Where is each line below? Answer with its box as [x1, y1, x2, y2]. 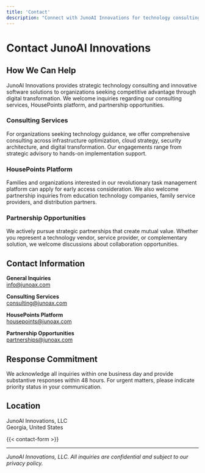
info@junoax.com [6, 281, 51, 288]
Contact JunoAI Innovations [6, 41, 151, 55]
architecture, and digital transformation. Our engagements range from [6, 143, 182, 151]
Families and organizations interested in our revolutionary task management [6, 179, 197, 187]
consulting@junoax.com [6, 299, 67, 307]
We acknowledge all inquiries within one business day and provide [6, 370, 174, 378]
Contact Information [6, 258, 85, 269]
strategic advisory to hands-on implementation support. [6, 149, 147, 157]
